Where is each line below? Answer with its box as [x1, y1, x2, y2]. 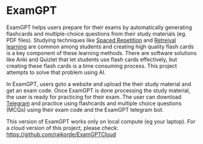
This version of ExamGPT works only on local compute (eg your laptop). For [6, 117, 196, 125]
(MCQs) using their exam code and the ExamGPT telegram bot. [6, 106, 164, 113]
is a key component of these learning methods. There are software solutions [6, 49, 197, 56]
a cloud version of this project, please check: [6, 124, 119, 131]
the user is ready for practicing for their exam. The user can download [6, 93, 182, 100]
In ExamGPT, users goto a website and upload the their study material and [6, 80, 191, 88]
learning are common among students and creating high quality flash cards [6, 43, 194, 50]
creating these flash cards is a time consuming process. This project [6, 62, 178, 70]
